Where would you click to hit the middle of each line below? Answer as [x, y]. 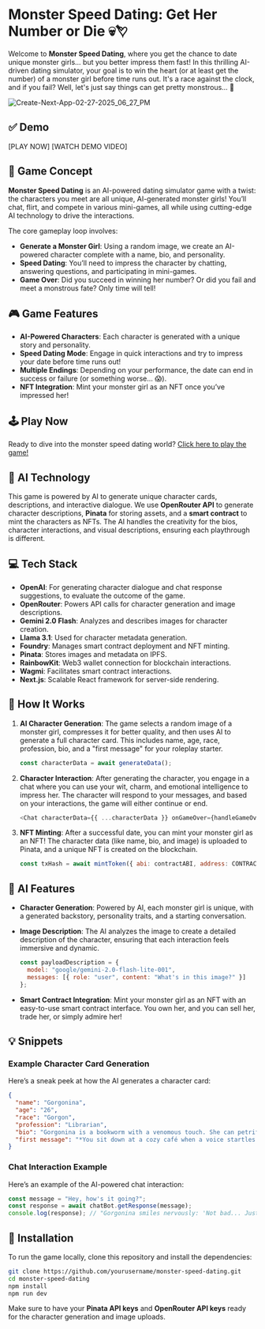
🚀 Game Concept [50, 171]
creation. [34, 629]
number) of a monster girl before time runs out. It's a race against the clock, [131, 79]
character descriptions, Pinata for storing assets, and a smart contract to [128, 513]
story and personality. [55, 345]
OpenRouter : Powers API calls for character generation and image [127, 604]
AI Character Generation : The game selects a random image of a [126, 723]
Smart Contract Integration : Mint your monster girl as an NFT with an [133, 1000]
